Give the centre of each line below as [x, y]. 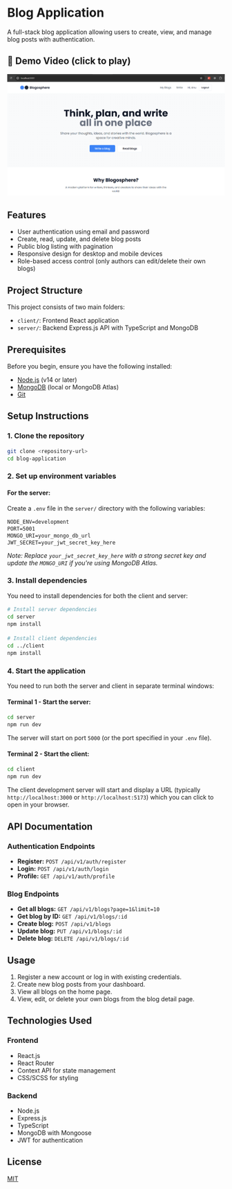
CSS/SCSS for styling [48, 1077]
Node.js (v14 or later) [47, 380]
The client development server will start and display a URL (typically [104, 790]
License [25, 1162]
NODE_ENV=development [38, 522]
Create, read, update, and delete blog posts [79, 239]
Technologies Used [49, 1021]
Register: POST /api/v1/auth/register [71, 861]
